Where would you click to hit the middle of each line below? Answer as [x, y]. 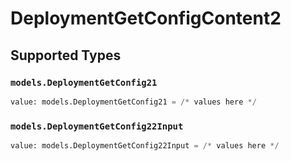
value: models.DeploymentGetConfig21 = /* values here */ [133, 102]
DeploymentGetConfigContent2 [146, 18]
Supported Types [66, 55]
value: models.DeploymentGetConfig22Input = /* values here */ [145, 146]
